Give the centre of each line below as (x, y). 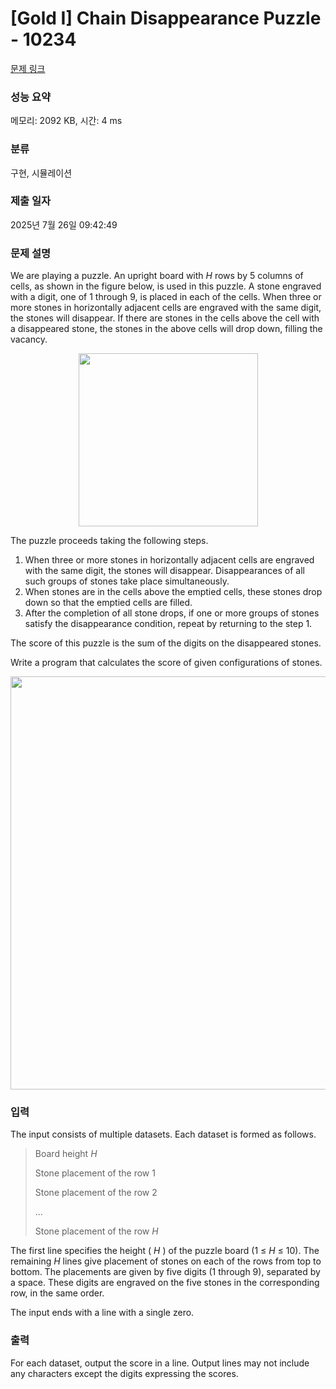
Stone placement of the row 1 (95, 1173)
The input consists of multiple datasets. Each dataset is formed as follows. (163, 1134)
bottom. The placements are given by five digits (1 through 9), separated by (165, 1272)
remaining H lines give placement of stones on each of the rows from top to (166, 1261)
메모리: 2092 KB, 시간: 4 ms (66, 121)
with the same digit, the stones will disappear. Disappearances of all (164, 571)
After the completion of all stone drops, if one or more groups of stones (172, 613)
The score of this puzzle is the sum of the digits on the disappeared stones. (166, 643)
